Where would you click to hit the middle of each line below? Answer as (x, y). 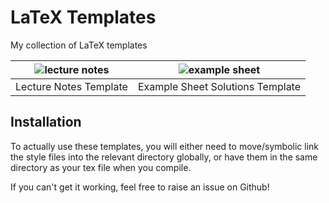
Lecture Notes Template (71, 86)
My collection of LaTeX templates (79, 45)
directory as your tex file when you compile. (101, 167)
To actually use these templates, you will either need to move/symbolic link (165, 146)
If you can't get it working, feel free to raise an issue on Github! (140, 187)
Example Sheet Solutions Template (219, 86)
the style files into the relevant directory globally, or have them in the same (164, 157)
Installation (46, 122)
